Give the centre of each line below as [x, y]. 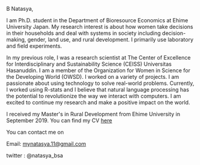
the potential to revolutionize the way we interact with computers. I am [94, 96]
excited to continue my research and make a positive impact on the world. [98, 102]
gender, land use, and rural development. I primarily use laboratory [111, 39]
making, [16, 39]
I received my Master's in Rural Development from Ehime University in [93, 114]
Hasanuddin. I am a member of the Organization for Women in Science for [98, 70]
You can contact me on [35, 132]
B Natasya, [20, 9]
